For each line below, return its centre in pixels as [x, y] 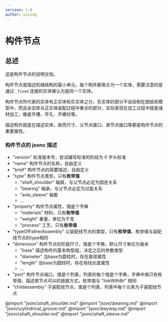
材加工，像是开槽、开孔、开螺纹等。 [42, 114]
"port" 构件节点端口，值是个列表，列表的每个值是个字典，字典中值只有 [85, 274]
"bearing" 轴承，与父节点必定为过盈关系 [61, 188]
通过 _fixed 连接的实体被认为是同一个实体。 [50, 91]
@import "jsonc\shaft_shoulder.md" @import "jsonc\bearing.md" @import [81, 303]
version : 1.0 [19, 10]
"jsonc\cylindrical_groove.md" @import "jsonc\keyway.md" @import [75, 308]
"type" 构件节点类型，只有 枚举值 [46, 176]
